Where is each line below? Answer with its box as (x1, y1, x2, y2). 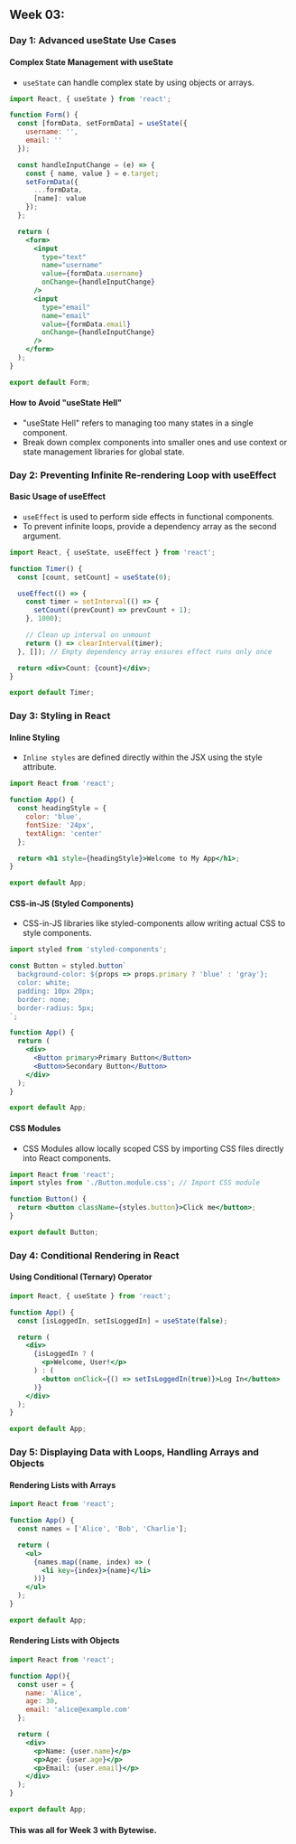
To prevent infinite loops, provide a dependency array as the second (22, 520, 277, 531)
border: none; (17, 995, 70, 1004)
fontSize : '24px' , (25, 820, 95, 829)
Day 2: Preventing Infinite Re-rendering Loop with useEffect (9, 469, 277, 482)
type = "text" (42, 252, 88, 261)
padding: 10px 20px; (17, 987, 95, 996)
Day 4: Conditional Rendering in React (9, 1249, 180, 1261)
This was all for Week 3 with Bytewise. (9, 1824, 157, 1835)
